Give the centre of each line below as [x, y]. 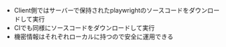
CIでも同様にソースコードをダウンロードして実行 [84, 28]
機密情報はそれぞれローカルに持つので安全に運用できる [93, 36]
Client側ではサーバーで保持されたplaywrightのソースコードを [101, 10]
